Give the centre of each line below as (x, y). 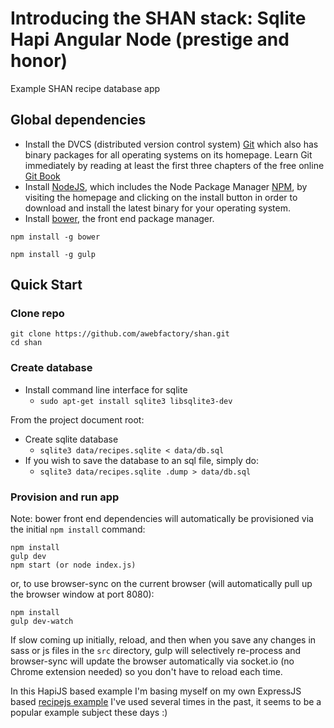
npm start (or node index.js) (73, 565)
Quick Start (46, 285)
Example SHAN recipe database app (85, 88)
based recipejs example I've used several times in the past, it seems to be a (166, 702)
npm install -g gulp (53, 254)
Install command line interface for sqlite (106, 389)
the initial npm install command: (78, 529)
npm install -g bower (55, 237)
